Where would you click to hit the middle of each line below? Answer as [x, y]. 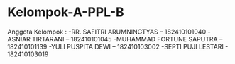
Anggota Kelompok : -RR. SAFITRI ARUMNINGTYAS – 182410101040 [107, 32]
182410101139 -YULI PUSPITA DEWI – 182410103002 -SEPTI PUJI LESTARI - [118, 46]
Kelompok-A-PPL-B [66, 12]
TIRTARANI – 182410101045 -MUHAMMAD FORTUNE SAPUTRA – [127, 39]
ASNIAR [19, 39]
